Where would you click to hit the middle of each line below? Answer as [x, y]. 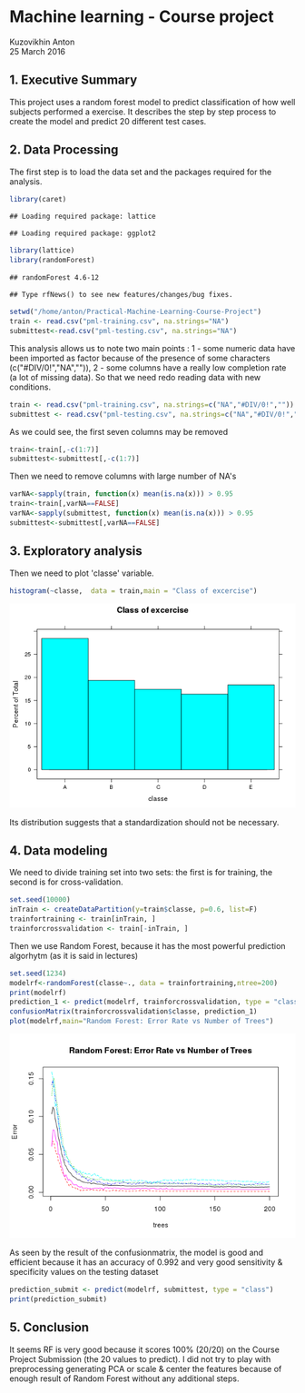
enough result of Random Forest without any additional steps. [124, 1378]
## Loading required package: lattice [83, 217]
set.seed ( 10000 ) [40, 900]
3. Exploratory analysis [76, 551]
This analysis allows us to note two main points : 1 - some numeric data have [152, 348]
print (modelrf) [38, 993]
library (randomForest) [52, 261]
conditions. [30, 387]
